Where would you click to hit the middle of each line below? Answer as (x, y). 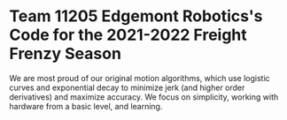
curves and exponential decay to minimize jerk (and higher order (127, 87)
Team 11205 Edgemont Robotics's (136, 16)
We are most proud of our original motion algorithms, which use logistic (140, 78)
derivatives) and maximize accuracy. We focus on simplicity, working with (144, 97)
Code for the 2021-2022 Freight (128, 35)
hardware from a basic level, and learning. (86, 106)
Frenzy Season (66, 54)
